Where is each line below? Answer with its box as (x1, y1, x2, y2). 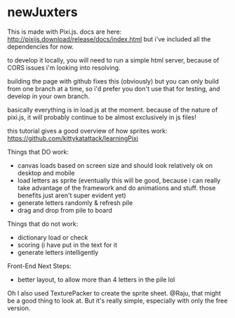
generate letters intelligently (17, 248, 99, 256)
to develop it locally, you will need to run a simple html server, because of (7, 55, 220, 64)
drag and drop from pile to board (17, 206, 112, 214)
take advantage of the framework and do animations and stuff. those (17, 183, 216, 192)
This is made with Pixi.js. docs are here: (7, 27, 122, 36)
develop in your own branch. (7, 92, 90, 100)
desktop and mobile (17, 168, 75, 177)
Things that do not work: (7, 219, 79, 228)
